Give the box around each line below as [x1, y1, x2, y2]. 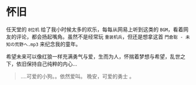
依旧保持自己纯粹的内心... [16, 60, 78, 67]
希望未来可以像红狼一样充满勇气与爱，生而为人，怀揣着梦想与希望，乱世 [6, 53, 180, 60]
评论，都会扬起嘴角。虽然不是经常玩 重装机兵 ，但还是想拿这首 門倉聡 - [16, 33, 183, 40]
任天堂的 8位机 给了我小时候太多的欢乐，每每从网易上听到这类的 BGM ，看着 [6, 26, 184, 33]
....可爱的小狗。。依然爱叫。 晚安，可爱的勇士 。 [20, 73, 135, 80]
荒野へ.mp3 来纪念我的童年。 [14, 40, 81, 47]
